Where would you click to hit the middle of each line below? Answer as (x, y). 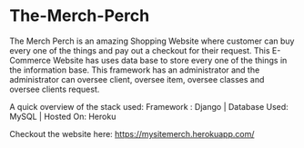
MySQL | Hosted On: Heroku (63, 116)
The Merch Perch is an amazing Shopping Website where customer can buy (152, 41)
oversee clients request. (55, 89)
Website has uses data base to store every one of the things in (170, 60)
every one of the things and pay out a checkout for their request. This (140, 50)
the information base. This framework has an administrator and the (135, 70)
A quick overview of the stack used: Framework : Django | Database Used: (149, 106)
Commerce (30, 60)
